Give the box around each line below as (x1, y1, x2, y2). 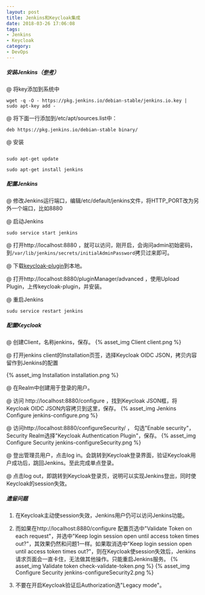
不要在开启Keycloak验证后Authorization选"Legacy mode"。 (15, 581, 165, 589)
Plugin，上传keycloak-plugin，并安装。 (6, 283, 105, 290)
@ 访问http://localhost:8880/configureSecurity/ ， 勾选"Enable (6, 424, 165, 431)
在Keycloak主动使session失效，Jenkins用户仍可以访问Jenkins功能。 (15, 512, 188, 519)
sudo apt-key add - (6, 102, 56, 109)
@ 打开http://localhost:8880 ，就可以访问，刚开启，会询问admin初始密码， (6, 241, 196, 248)
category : (6, 44, 32, 50)
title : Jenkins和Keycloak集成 (6, 15, 81, 21)
